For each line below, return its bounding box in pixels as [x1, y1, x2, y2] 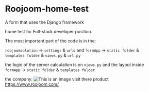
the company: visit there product [5, 76, 109, 82]
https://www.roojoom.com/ [5, 81, 59, 87]
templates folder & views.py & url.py [5, 52, 81, 58]
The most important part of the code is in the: [5, 38, 96, 44]
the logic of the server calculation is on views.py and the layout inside [5, 62, 144, 67]
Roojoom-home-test [5, 3, 89, 14]
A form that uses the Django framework [5, 19, 84, 25]
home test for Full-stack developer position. [5, 28, 93, 34]
